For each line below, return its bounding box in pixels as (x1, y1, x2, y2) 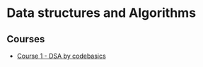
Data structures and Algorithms (6, 5, 196, 21)
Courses (6, 33, 45, 45)
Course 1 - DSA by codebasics (16, 51, 107, 60)
